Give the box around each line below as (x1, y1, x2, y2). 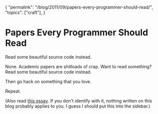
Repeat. (5, 88, 21, 94)
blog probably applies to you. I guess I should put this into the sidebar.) (5, 103, 151, 109)
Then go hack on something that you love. (5, 78, 91, 84)
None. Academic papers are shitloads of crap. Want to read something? (5, 63, 152, 69)
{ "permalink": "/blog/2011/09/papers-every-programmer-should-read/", (5, 4, 153, 10)
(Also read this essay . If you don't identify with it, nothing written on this (5, 98, 153, 104)
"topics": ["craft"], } (5, 9, 46, 15)
